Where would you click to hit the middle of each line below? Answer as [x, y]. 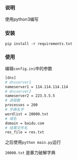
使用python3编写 [22, 19]
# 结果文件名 [16, 128]
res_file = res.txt [25, 132]
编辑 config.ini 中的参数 [29, 68]
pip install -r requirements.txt [39, 44]
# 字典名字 [15, 110]
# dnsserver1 [18, 82]
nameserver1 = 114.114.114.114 [37, 87]
